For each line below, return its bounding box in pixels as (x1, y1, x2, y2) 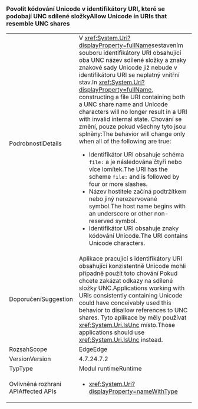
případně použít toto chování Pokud (78, 269, 178, 277)
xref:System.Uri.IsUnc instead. (78, 336, 163, 344)
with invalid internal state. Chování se (78, 115, 182, 123)
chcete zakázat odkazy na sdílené (78, 277, 173, 285)
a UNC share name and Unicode (78, 100, 168, 109)
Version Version (9, 355, 51, 363)
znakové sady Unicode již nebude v (78, 64, 178, 72)
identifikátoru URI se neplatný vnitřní (78, 71, 180, 79)
